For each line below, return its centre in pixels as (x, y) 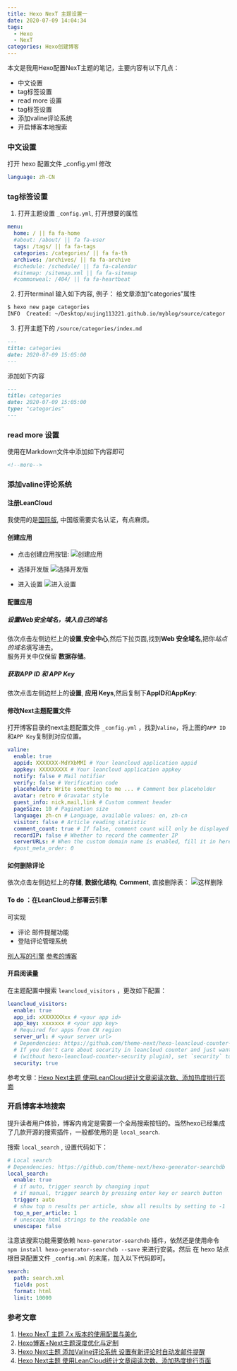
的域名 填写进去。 (32, 647)
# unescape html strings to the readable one (82, 1220)
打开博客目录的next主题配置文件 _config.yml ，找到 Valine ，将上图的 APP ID (117, 728)
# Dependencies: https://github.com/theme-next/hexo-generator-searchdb (116, 1167)
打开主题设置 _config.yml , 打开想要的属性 (78, 214)
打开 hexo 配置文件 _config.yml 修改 (59, 164)
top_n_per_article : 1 (45, 1213)
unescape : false (37, 1226)
